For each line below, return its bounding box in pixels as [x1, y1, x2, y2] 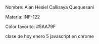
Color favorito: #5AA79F [5, 23, 56, 29]
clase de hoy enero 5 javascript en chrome [5, 33, 94, 39]
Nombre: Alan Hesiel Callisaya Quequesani [5, 4, 94, 10]
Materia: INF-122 [5, 14, 40, 19]
